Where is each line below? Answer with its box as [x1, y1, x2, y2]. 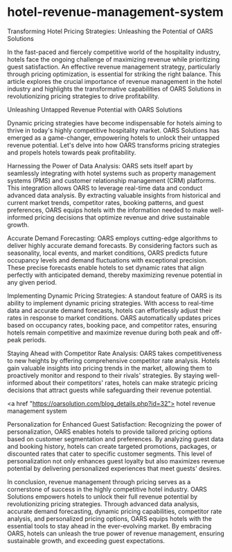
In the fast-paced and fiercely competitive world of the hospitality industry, [7, 48, 221, 56]
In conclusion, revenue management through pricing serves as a [7, 477, 191, 486]
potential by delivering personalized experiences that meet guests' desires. [7, 464, 222, 472]
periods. [23, 335, 47, 344]
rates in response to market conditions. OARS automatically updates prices [7, 313, 221, 322]
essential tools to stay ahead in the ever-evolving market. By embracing [7, 522, 212, 530]
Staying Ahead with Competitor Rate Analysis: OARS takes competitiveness [7, 349, 222, 357]
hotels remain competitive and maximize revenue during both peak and [7, 328, 210, 337]
